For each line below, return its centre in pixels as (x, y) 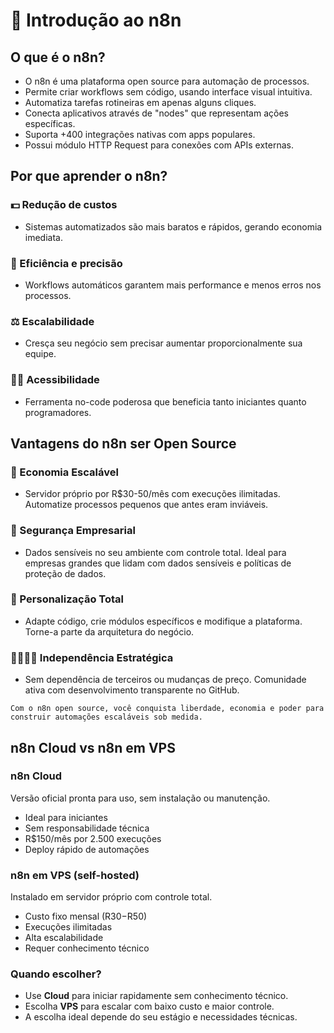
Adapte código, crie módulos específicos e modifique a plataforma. (163, 621)
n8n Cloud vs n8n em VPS (93, 747)
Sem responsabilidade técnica (87, 828)
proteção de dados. (65, 573)
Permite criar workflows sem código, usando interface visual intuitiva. (168, 92)
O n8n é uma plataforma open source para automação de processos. (167, 81)
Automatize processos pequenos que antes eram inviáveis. (146, 505)
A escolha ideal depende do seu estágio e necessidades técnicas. (161, 1017)
